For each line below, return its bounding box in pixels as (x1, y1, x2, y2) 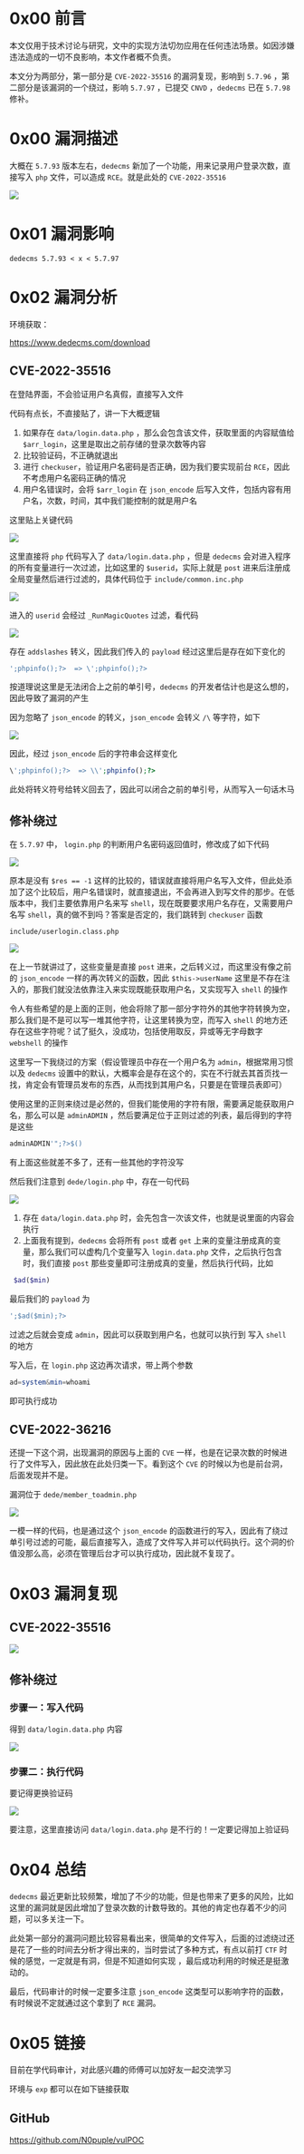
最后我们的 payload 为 (9, 1293, 90, 1304)
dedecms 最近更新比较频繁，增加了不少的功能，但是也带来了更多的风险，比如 (9, 1891, 294, 1902)
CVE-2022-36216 (9, 1422, 112, 1438)
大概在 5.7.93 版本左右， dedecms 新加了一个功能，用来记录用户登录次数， (9, 160, 283, 171)
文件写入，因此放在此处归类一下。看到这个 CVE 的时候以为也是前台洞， (24, 1458, 288, 1469)
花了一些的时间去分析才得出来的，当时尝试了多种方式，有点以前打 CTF (16, 1944, 278, 1955)
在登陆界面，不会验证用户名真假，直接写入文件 (9, 388, 184, 399)
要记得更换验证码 (9, 1788, 73, 1798)
